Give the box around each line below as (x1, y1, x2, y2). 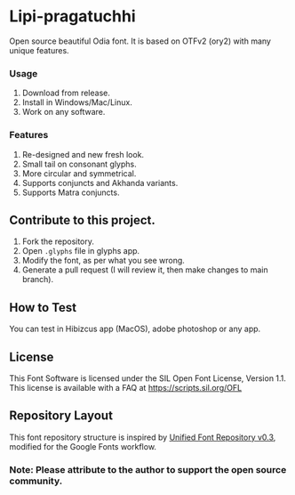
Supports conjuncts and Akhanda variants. (21, 177, 179, 188)
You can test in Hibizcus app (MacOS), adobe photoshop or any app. (9, 323, 261, 335)
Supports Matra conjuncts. (21, 187, 120, 198)
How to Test (9, 300, 77, 315)
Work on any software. (21, 107, 106, 118)
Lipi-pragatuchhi (9, 6, 136, 27)
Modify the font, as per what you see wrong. (21, 256, 185, 266)
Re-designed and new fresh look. (21, 149, 145, 159)
